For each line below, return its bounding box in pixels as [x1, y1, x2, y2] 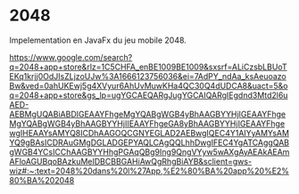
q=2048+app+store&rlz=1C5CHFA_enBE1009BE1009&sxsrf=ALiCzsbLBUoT [9, 61, 287, 72]
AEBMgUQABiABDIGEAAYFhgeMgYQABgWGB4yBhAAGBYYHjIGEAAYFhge [9, 109, 287, 119]
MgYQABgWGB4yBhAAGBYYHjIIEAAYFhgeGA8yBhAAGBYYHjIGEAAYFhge [9, 117, 286, 129]
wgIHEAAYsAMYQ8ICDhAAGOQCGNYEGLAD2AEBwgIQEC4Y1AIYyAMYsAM [9, 127, 290, 138]
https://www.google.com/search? [9, 52, 133, 62]
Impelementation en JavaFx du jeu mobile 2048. [9, 35, 187, 45]
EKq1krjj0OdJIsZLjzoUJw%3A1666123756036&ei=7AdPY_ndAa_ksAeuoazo [9, 70, 287, 81]
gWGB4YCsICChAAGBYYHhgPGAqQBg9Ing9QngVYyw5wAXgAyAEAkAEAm [9, 146, 290, 157]
